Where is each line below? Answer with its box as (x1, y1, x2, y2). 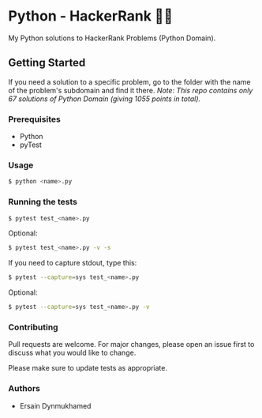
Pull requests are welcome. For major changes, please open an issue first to (8, 340, 255, 349)
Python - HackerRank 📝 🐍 (8, 7, 174, 25)
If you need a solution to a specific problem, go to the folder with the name (8, 77, 251, 86)
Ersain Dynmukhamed (19, 401, 92, 410)
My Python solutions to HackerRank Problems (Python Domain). (8, 33, 216, 43)
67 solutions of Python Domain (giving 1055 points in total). (8, 94, 201, 104)
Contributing (8, 322, 58, 333)
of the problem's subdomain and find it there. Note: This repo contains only (8, 85, 253, 95)
